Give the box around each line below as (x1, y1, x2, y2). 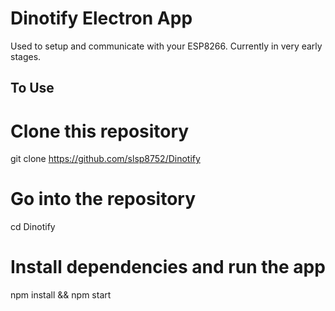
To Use (10, 80, 55, 97)
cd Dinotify (10, 221, 56, 233)
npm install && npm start (10, 289, 112, 301)
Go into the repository (10, 188, 197, 211)
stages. (10, 50, 42, 62)
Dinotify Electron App (10, 7, 193, 30)
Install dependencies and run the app (10, 256, 326, 279)
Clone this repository (10, 120, 190, 142)
